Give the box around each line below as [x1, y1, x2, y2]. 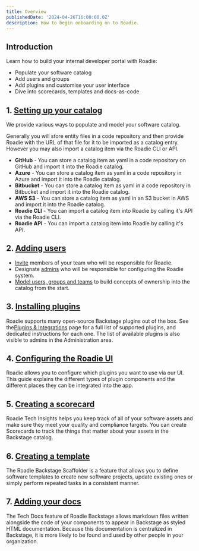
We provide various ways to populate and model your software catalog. [6, 121, 181, 128]
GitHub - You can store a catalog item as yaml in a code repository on [14, 157, 186, 163]
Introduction [6, 42, 53, 52]
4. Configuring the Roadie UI [6, 354, 113, 364]
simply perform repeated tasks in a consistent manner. [6, 480, 140, 487]
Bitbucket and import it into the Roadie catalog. [14, 188, 130, 195]
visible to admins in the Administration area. [6, 336, 113, 344]
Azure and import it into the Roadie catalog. [14, 176, 122, 182]
